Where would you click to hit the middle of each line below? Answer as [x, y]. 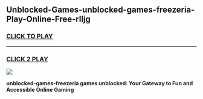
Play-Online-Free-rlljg [48, 19]
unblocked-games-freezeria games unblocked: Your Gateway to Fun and [100, 83]
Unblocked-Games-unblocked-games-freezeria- [101, 10]
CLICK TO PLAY [30, 37]
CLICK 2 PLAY [27, 59]
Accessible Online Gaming [40, 89]
